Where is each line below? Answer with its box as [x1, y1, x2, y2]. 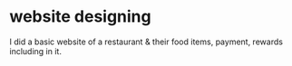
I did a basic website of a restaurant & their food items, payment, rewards [9, 36, 284, 47]
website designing [9, 6, 151, 27]
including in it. [9, 45, 62, 56]
